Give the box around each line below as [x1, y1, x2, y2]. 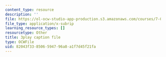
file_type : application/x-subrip [5, 21, 74, 26]
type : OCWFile [5, 40, 35, 45]
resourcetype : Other [5, 30, 48, 35]
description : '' [5, 12, 39, 17]
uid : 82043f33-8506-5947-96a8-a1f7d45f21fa [5, 44, 96, 49]
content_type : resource [5, 7, 54, 12]
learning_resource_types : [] [5, 26, 65, 31]
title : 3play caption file [5, 35, 61, 40]
